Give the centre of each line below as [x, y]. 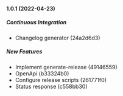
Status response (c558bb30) [51, 86]
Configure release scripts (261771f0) [61, 80]
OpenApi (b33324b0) [42, 74]
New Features [24, 52]
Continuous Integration [37, 22]
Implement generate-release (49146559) [66, 67]
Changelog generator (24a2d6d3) [58, 38]
